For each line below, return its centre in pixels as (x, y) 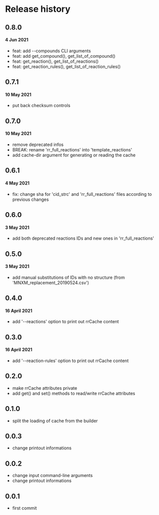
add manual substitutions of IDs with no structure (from (68, 277)
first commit (24, 508)
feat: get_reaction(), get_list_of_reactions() (55, 61)
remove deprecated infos (38, 145)
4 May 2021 (17, 183)
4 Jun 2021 (17, 40)
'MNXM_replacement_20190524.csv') (51, 283)
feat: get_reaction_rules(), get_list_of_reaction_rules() (66, 66)
